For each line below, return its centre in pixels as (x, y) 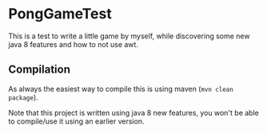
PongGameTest (60, 14)
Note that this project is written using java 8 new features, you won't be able (134, 112)
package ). (23, 97)
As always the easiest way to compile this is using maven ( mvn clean (121, 89)
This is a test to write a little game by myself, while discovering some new (129, 36)
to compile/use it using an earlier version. (76, 121)
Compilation (39, 70)
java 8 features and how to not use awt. (73, 44)
